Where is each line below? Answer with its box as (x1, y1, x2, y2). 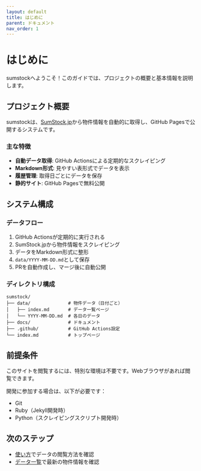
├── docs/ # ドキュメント (6, 319, 101, 325)
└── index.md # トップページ (6, 332, 101, 339)
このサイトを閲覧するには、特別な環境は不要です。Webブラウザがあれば (6, 368, 185, 375)
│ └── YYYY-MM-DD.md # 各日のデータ (6, 313, 101, 319)
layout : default (6, 8, 47, 15)
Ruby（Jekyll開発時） (14, 407, 69, 414)
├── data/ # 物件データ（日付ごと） (6, 300, 123, 307)
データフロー (6, 218, 44, 227)
